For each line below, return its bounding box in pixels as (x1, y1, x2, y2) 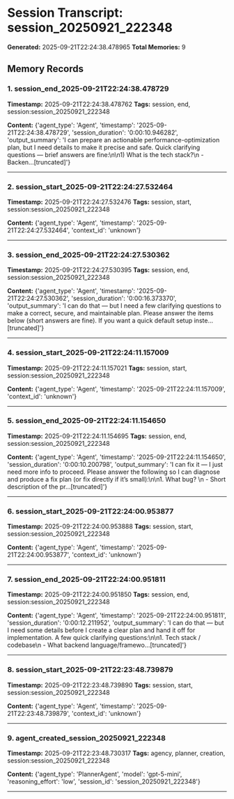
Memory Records (7, 63, 84, 75)
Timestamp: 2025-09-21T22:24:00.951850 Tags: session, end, (7, 590, 190, 599)
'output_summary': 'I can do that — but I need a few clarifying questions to (7, 301, 221, 310)
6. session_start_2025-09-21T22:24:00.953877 (7, 506, 174, 516)
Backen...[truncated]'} (7, 158, 71, 166)
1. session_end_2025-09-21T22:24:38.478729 (7, 84, 169, 94)
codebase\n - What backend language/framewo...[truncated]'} (7, 641, 187, 650)
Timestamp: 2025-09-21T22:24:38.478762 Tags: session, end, (7, 100, 191, 108)
